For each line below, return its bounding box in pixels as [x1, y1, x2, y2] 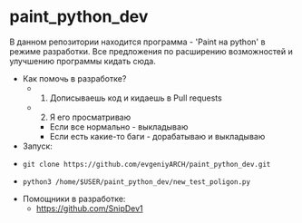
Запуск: [22, 141, 53, 151]
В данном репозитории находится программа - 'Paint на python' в [9, 36, 266, 47]
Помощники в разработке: [22, 193, 126, 204]
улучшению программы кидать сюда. [9, 55, 156, 66]
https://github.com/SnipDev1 [35, 202, 143, 214]
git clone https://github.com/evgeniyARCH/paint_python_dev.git [22, 160, 271, 169]
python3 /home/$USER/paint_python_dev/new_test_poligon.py [22, 177, 251, 187]
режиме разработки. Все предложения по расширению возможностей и [9, 45, 293, 56]
